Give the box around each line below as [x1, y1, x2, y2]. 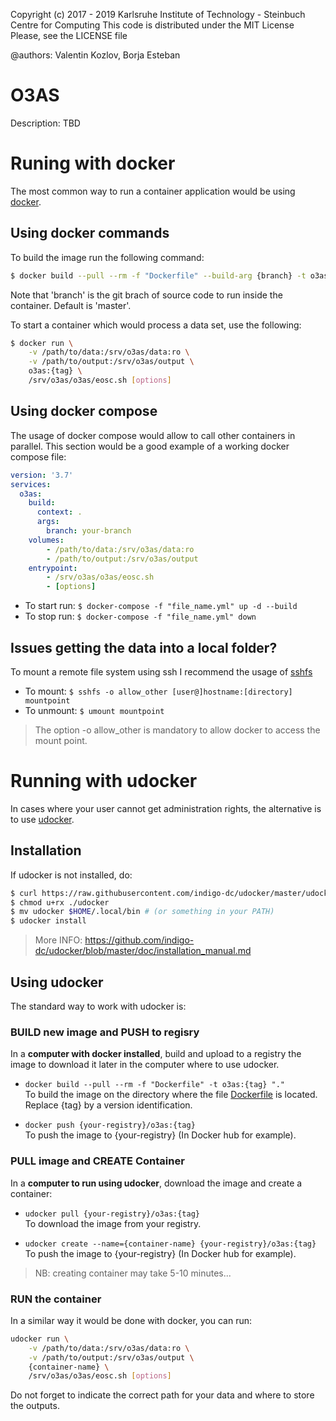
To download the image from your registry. [24, 1217, 202, 1229]
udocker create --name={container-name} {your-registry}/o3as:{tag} [24, 1239, 317, 1249]
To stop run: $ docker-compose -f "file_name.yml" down [24, 610, 257, 623]
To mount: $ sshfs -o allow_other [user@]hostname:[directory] [24, 685, 293, 697]
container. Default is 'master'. [10, 299, 132, 311]
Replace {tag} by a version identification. [24, 1099, 193, 1111]
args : [36, 517, 60, 527]
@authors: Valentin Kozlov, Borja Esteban [10, 49, 181, 61]
